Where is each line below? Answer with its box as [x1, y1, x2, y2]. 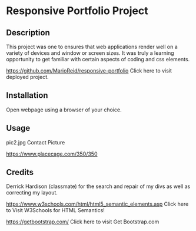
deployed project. [6, 74, 49, 80]
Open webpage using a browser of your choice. [6, 106, 122, 113]
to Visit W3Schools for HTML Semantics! [6, 207, 105, 214]
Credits [6, 167, 34, 177]
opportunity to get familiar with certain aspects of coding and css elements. [6, 56, 190, 62]
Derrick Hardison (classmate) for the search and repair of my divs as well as [6, 183, 191, 190]
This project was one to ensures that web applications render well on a [6, 43, 178, 50]
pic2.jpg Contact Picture [6, 138, 65, 146]
